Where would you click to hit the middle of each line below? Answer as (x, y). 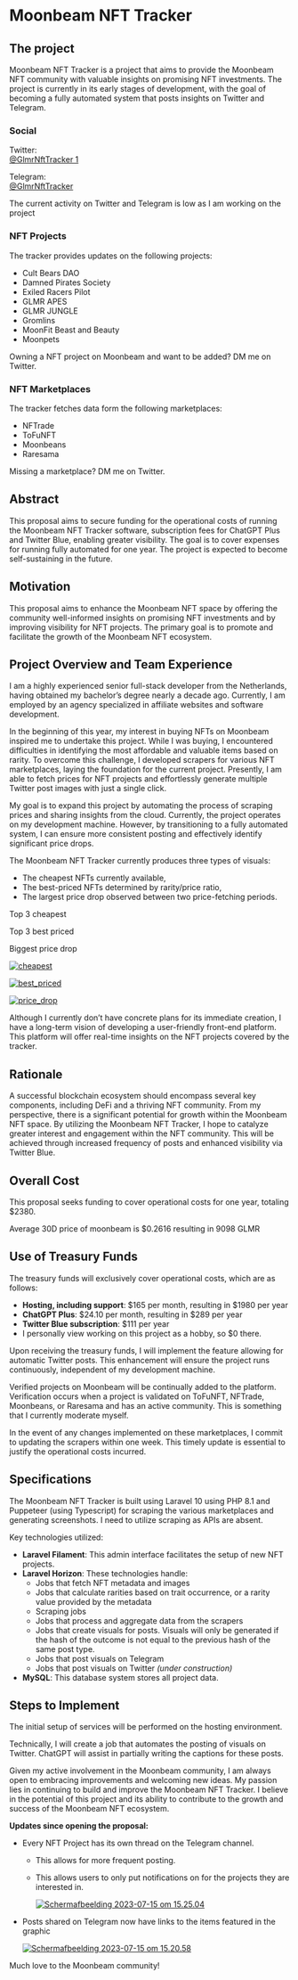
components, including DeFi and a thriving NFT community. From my (135, 1105)
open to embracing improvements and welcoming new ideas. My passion (143, 1780)
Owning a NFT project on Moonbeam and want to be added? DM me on (140, 356)
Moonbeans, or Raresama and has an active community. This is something (145, 1405)
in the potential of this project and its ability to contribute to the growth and (146, 1799)
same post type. (65, 1649)
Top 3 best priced (42, 931)
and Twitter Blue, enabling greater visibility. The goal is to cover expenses (145, 539)
